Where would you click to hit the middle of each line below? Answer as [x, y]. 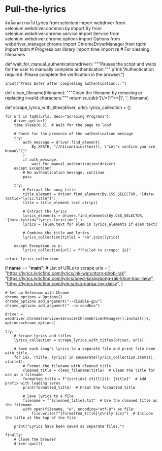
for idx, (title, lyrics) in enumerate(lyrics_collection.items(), [84, 357]
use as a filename [24, 375]
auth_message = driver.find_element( [61, 142]
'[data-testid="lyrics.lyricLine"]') [44, 220]
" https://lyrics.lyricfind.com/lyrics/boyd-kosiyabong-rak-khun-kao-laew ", [80, 278]
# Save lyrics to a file [48, 396]
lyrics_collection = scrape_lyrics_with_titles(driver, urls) [79, 340]
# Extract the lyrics [45, 211]
